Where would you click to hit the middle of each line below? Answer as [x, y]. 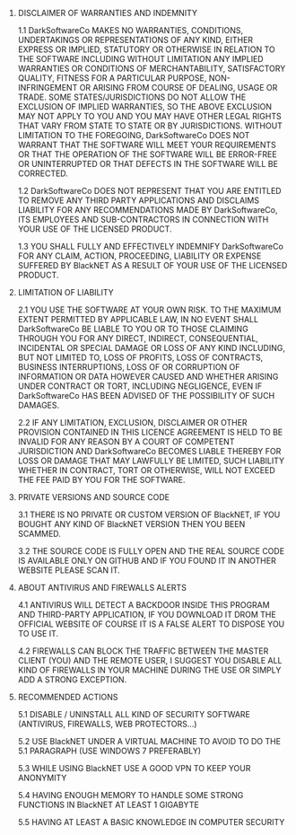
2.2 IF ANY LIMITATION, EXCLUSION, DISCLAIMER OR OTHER [133, 422]
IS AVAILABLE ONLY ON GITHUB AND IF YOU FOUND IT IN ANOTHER [147, 561]
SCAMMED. [39, 534]
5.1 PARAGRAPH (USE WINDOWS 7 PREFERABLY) [109, 751]
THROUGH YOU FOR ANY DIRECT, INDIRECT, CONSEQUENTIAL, [138, 338]
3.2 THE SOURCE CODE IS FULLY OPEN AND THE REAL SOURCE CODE [151, 551]
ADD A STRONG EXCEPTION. [72, 680]
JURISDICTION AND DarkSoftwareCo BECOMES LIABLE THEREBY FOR [149, 451]
